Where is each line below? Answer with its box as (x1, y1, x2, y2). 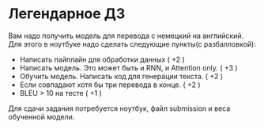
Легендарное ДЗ (8, 5, 126, 23)
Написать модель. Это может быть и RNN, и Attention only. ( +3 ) (19, 63, 239, 72)
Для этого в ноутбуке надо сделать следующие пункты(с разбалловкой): (8, 39, 257, 48)
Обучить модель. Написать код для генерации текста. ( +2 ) (19, 71, 224, 81)
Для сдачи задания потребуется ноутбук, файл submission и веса (8, 104, 231, 113)
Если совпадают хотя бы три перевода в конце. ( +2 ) (19, 80, 201, 89)
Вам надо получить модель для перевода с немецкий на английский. (8, 31, 243, 40)
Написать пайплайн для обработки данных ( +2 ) (19, 55, 186, 64)
